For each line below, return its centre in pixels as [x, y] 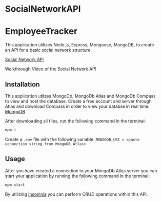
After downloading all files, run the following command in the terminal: [76, 121]
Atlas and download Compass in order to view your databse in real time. [77, 106]
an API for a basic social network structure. [48, 50]
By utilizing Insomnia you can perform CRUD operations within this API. [77, 194]
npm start [15, 185]
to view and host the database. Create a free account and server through [79, 101]
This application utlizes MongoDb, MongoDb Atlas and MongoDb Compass [81, 96]
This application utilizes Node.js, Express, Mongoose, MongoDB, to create [80, 45]
